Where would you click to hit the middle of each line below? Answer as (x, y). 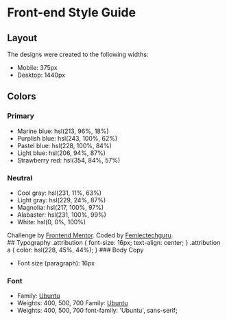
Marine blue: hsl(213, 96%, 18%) (63, 131)
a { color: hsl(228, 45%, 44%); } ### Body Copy (75, 250)
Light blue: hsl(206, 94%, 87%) (61, 153)
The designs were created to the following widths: (78, 54)
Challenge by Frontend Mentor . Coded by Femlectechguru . (90, 235)
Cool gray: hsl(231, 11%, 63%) (59, 193)
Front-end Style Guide (71, 13)
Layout (22, 38)
